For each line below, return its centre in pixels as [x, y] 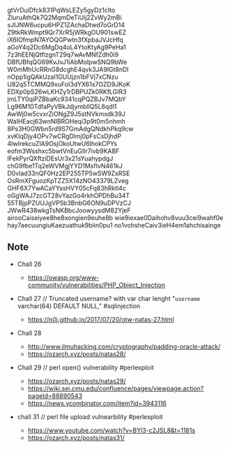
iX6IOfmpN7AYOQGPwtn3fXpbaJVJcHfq [65, 40]
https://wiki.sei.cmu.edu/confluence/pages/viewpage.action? [116, 388]
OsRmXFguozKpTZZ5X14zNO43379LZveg [68, 181]
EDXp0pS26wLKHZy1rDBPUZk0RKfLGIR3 [67, 91]
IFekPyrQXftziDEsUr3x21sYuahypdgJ [60, 159]
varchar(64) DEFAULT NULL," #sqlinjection [79, 306]
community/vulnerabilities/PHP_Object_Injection [97, 285]
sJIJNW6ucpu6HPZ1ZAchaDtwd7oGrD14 [66, 25]
